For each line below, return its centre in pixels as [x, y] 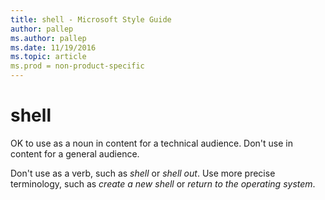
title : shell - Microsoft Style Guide [91, 19]
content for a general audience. [75, 153]
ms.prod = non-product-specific [77, 66]
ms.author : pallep [48, 38]
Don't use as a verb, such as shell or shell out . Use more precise [143, 173]
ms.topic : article [48, 57]
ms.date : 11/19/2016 [53, 47]
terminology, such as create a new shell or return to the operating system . [163, 183]
